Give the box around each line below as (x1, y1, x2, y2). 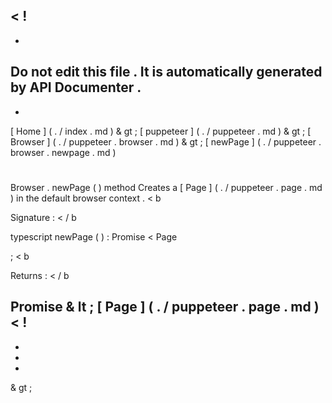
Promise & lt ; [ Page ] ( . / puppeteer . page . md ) (10, 299, 320, 316)
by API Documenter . (10, 79, 142, 96)
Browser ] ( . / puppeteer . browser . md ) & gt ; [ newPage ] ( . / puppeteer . (10, 135, 322, 148)
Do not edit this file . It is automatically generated (10, 64, 323, 81)
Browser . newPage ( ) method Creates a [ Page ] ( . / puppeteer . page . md (10, 181, 323, 193)
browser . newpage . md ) (10, 146, 117, 158)
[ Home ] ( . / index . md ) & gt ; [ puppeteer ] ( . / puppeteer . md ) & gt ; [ (10, 125, 312, 137)
